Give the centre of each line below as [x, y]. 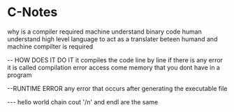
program [20, 75]
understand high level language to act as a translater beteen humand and [112, 38]
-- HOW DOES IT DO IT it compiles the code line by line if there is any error [115, 59]
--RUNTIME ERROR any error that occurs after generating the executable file [117, 88]
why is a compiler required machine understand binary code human [105, 31]
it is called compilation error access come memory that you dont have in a [114, 67]
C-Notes [32, 12]
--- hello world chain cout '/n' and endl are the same [83, 101]
